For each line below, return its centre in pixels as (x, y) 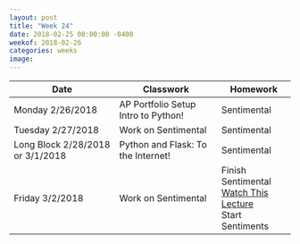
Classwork (166, 89)
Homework (254, 89)
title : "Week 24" (42, 26)
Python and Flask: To (163, 144)
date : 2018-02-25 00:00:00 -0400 (71, 34)
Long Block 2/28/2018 (62, 144)
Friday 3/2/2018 (49, 198)
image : (21, 59)
